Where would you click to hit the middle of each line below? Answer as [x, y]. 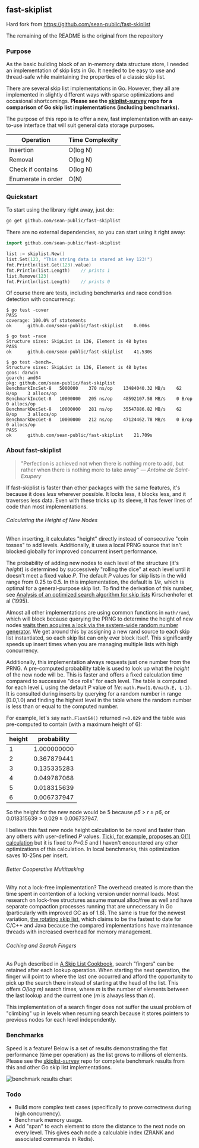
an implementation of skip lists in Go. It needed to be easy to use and [91, 70]
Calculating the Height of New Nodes [52, 520]
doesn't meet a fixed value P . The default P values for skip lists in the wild [97, 575]
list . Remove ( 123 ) [28, 276]
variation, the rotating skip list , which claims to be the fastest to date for [94, 919]
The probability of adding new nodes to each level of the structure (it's [93, 563]
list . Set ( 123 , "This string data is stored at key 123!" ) [79, 260]
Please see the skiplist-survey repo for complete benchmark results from [96, 1061]
